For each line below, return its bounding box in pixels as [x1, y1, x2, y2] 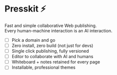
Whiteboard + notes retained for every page [11, 59, 100, 65]
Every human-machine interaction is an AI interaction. [4, 28, 113, 33]
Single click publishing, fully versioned [11, 48, 89, 54]
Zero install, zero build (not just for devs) [11, 43, 94, 48]
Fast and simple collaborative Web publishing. [4, 22, 97, 29]
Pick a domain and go [11, 37, 56, 43]
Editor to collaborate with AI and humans [11, 54, 94, 60]
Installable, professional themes [11, 64, 76, 70]
